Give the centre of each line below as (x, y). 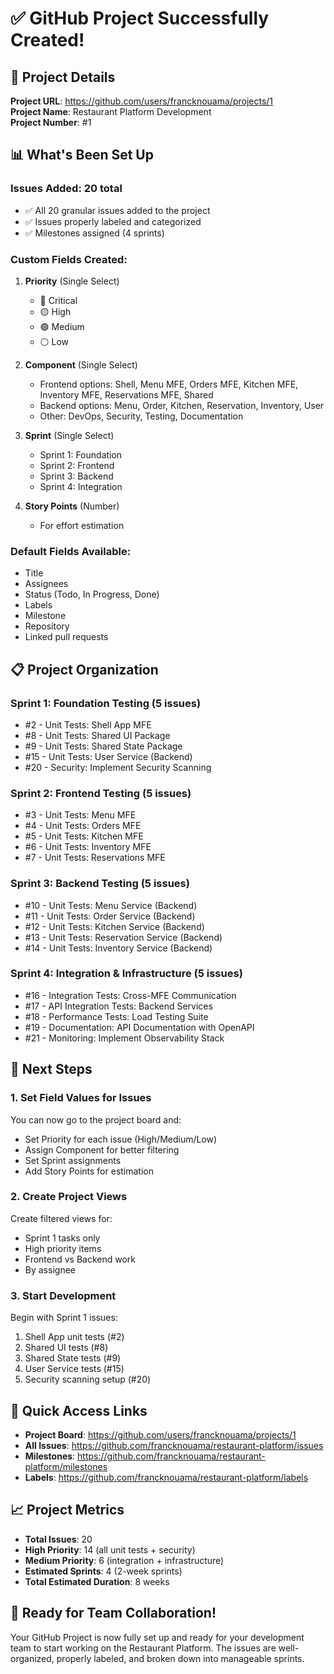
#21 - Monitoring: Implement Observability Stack (124, 1038)
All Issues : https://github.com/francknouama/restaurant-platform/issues (174, 1445)
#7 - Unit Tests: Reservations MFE (95, 858)
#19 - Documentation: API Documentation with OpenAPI (139, 1027)
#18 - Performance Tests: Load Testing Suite (116, 1016)
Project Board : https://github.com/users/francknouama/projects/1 (160, 1434)
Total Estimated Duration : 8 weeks (97, 1581)
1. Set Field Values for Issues (81, 1098)
